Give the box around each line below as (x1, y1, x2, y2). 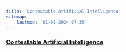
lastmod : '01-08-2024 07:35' (16, 19, 87, 25)
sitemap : (6, 14, 27, 20)
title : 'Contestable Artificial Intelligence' (6, 8, 121, 14)
